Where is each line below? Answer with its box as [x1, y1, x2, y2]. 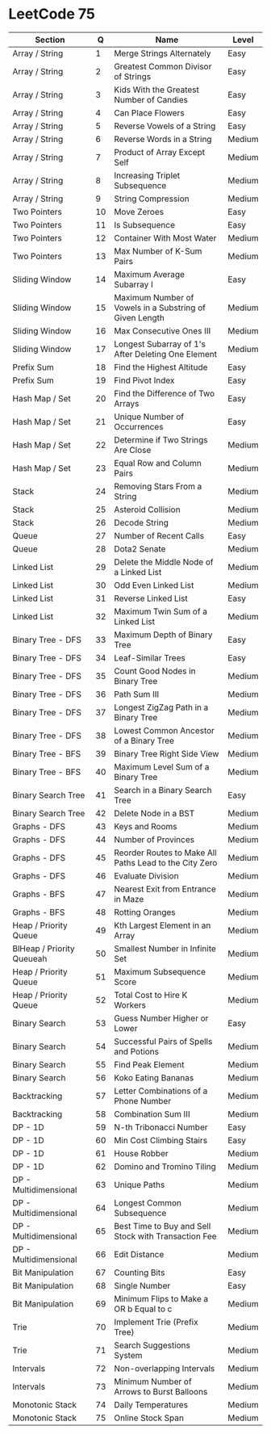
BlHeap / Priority [12, 942, 75, 954]
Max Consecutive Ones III [114, 325, 211, 336]
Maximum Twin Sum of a [114, 606, 208, 617]
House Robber [114, 1147, 169, 1159]
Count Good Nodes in [114, 665, 196, 677]
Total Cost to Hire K [114, 989, 188, 1000]
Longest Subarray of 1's [114, 338, 206, 350]
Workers [114, 999, 147, 1010]
